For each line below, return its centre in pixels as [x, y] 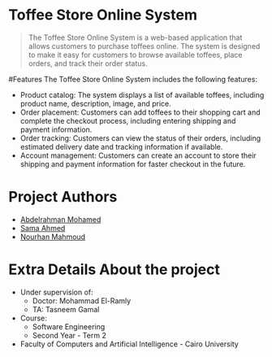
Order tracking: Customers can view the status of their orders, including [140, 138]
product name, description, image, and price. [96, 103]
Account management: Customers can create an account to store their [138, 155]
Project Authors [63, 197]
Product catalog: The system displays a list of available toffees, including [142, 94]
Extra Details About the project [114, 270]
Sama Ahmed [43, 228]
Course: [33, 318]
